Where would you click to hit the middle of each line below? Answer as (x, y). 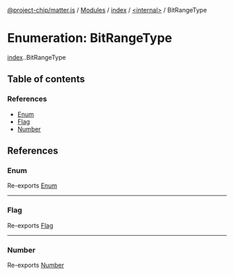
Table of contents (46, 79)
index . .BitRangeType (37, 57)
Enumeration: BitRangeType (90, 38)
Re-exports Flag (30, 225)
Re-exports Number (36, 265)
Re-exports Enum (32, 186)
